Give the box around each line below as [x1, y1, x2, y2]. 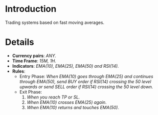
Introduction [5, 3, 57, 15]
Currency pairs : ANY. [12, 53, 56, 58]
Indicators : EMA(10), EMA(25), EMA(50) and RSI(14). [12, 63, 119, 69]
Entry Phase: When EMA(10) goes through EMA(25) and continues [19, 73, 154, 79]
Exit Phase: [19, 89, 43, 95]
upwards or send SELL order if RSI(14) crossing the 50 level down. [19, 84, 153, 90]
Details [5, 37, 34, 48]
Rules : [12, 68, 25, 74]
